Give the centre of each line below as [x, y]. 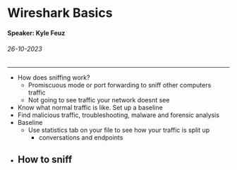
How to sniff [45, 160]
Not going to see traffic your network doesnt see [99, 99]
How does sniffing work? [54, 77]
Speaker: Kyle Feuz [36, 32]
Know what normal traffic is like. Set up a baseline [90, 107]
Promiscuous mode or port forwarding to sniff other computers [120, 85]
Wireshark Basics [60, 13]
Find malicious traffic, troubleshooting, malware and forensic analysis [119, 115]
